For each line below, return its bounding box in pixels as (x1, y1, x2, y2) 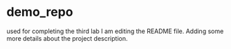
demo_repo (6, 4, 73, 20)
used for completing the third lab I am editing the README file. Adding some (6, 27, 224, 35)
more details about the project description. (6, 34, 128, 42)
